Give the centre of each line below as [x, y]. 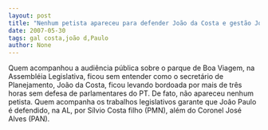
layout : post [30, 16]
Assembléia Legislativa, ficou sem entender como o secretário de [116, 77]
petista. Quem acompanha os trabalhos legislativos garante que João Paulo [132, 102]
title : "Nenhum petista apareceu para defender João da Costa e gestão [130, 23]
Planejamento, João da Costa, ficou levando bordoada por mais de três [125, 85]
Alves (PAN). [29, 119]
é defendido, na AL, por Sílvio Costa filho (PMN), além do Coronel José [125, 110]
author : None [30, 45]
